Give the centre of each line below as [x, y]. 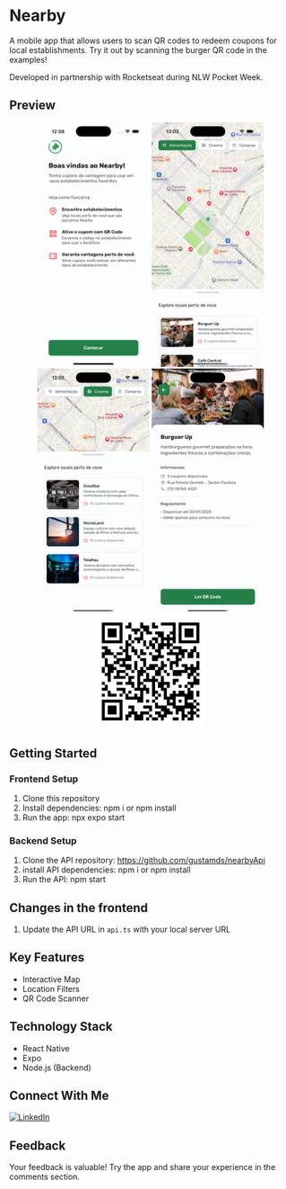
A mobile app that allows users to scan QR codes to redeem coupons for [143, 40]
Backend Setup [43, 840]
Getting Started [53, 753]
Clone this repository [61, 798]
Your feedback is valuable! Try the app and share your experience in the [143, 1167]
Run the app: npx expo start [74, 817]
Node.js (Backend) [56, 1068]
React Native [46, 1048]
